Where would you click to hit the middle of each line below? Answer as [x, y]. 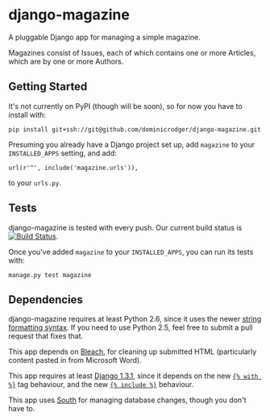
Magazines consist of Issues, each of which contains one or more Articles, [132, 52]
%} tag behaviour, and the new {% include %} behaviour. [101, 385]
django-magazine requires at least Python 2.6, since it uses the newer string [135, 319]
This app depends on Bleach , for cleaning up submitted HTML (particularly [133, 351]
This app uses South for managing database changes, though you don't [128, 400]
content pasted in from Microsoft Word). [75, 360]
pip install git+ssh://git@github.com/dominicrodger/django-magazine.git [135, 129]
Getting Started [48, 87]
